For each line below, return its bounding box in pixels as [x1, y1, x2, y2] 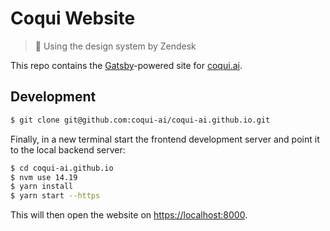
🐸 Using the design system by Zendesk [34, 40, 197, 52]
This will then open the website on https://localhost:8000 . [10, 209, 248, 221]
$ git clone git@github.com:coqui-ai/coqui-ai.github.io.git [10, 115, 271, 125]
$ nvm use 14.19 [10, 172, 78, 182]
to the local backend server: [10, 143, 126, 156]
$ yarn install [10, 182, 74, 192]
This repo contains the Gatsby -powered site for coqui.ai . [10, 59, 243, 71]
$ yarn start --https [10, 191, 101, 201]
